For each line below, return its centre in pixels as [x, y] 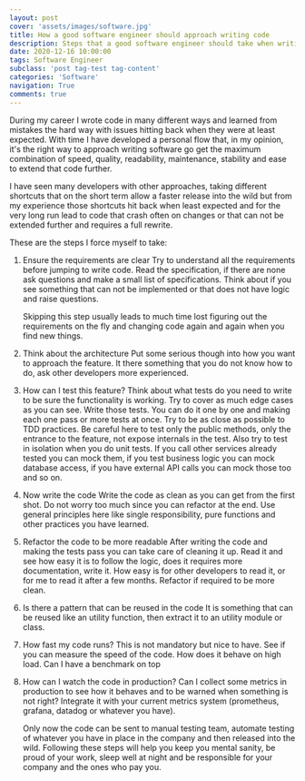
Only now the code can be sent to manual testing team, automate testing [158, 728]
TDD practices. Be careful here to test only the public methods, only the [157, 429]
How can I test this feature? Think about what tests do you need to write [157, 390]
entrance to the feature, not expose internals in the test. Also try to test [155, 439]
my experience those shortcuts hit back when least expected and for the [145, 205]
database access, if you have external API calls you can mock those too [157, 467]
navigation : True [42, 86]
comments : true [38, 94]
